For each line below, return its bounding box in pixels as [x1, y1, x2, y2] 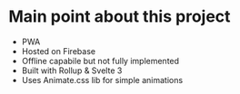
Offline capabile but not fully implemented [21, 55, 179, 66]
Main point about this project [8, 6, 231, 27]
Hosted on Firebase [21, 45, 96, 56]
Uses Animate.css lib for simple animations [21, 74, 184, 85]
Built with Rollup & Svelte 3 [21, 65, 123, 76]
